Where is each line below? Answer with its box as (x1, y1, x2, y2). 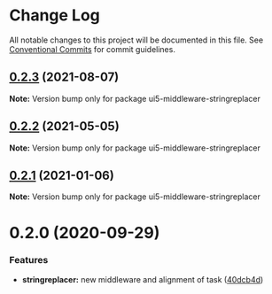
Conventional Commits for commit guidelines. (9, 43, 175, 54)
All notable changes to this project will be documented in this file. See (9, 35, 264, 45)
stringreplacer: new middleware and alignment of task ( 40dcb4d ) (21, 274, 264, 284)
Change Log (9, 5, 100, 26)
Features (9, 254, 49, 267)
